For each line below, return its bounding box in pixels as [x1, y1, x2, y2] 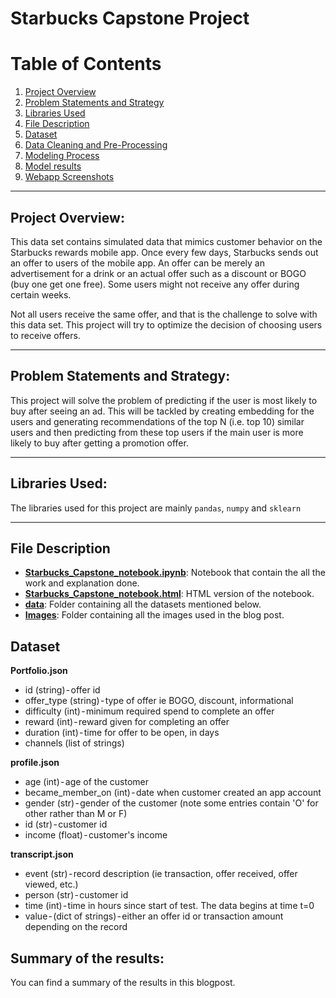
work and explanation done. [24, 577, 140, 589]
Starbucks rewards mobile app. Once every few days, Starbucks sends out [10, 246, 319, 258]
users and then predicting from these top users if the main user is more [10, 426, 304, 438]
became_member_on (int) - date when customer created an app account [24, 787, 322, 799]
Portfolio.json [10, 665, 68, 677]
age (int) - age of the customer [24, 776, 149, 788]
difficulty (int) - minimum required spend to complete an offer [24, 705, 275, 717]
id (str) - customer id [24, 818, 108, 831]
